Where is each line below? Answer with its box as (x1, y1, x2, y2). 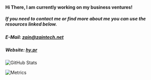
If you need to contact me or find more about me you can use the (5, 16, 146, 22)
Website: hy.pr (5, 46, 37, 53)
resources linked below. (5, 21, 57, 28)
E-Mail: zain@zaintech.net (5, 34, 64, 40)
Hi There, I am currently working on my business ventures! (5, 4, 133, 10)
